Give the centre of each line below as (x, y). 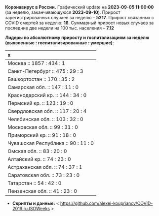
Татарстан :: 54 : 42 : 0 (35, 183)
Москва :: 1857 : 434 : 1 (36, 63)
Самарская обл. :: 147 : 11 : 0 (43, 87)
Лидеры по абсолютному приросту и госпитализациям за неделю (77, 37)
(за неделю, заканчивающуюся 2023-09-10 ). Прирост (63, 12)
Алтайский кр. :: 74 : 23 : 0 (39, 159)
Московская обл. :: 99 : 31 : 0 (43, 127)
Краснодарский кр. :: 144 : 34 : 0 (47, 95)
